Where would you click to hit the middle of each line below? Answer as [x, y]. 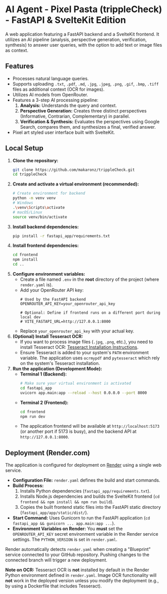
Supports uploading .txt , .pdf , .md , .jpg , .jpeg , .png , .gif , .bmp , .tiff [86, 84]
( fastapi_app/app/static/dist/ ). [54, 512]
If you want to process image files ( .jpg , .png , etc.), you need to [87, 342]
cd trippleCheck [30, 174]
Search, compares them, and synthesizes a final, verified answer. [88, 127]
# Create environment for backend [49, 194]
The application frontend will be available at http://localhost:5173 [90, 426]
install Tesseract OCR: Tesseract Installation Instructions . [79, 347]
